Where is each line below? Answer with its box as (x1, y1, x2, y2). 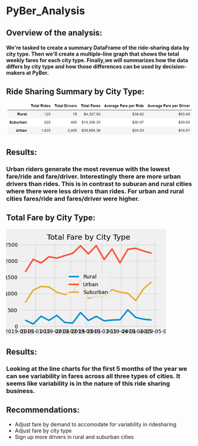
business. (6, 387, 35, 395)
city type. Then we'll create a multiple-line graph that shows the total (6, 50, 179, 57)
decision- (162, 63, 187, 70)
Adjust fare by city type (14, 427, 72, 434)
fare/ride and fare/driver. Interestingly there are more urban (6, 172, 181, 180)
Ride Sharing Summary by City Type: (6, 86, 145, 96)
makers (6, 69, 25, 76)
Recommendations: (6, 405, 80, 415)
